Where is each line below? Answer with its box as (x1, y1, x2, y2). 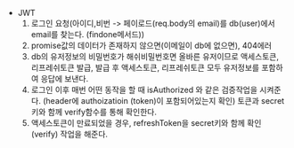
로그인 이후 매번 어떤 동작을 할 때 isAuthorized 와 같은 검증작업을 (30, 84, 258, 95)
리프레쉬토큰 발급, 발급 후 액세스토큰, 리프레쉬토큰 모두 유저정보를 (30, 62, 260, 73)
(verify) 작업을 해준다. (30, 129, 109, 139)
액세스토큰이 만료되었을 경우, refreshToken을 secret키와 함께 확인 (30, 118, 262, 128)
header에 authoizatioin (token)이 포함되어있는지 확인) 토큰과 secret (45, 96, 285, 105)
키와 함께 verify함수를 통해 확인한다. (30, 106, 158, 117)
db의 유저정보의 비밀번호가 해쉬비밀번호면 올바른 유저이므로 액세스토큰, (30, 51, 279, 61)
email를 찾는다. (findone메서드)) (30, 29, 145, 39)
